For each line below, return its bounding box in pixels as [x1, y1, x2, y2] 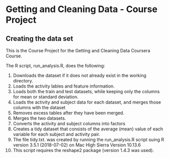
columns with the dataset [13, 105, 66, 110]
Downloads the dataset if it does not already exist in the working [13, 72, 146, 78]
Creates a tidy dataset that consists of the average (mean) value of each [13, 126, 163, 132]
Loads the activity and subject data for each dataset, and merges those [13, 99, 161, 105]
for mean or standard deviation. [13, 94, 78, 100]
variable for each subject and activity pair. [13, 131, 101, 137]
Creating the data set [6, 34, 73, 43]
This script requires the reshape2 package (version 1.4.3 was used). [13, 147, 154, 153]
